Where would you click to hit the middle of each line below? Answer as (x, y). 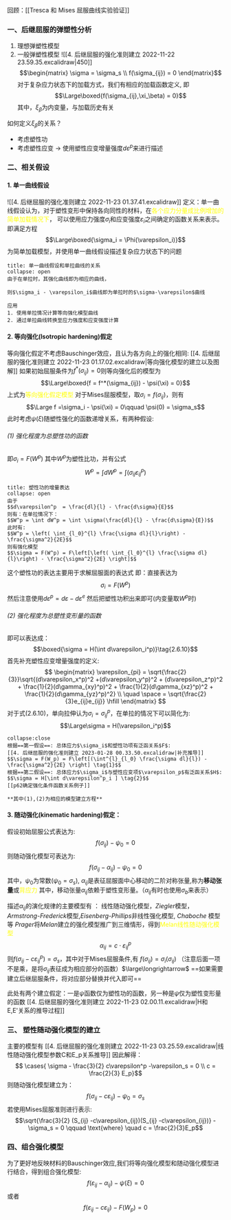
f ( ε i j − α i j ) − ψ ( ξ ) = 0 (115, 1184)
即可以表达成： (28, 638)
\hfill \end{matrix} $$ (136, 701)
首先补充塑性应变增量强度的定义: (53, 661)
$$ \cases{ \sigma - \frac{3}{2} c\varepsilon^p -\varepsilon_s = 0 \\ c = (115, 1066)
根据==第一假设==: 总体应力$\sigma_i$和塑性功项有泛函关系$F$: (89, 745)
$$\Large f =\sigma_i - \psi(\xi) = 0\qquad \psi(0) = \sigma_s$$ (115, 407)
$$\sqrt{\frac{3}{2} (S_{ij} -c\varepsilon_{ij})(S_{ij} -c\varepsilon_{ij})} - (115, 1120)
